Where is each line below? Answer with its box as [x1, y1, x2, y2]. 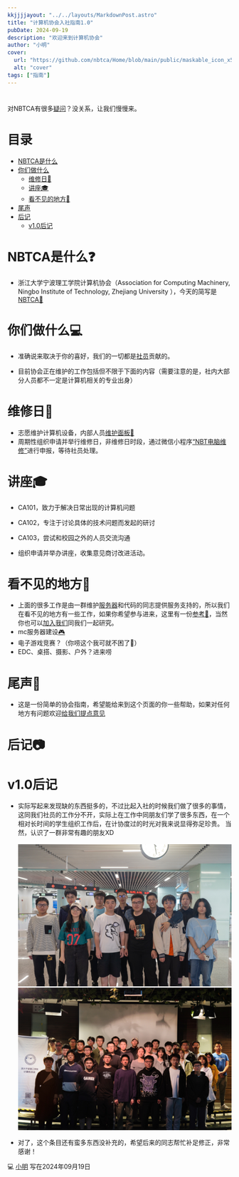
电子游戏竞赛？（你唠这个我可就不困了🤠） [17, 638, 141, 648]
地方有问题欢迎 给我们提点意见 [17, 709, 105, 717]
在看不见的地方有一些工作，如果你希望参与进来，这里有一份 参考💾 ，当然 [17, 610, 228, 618]
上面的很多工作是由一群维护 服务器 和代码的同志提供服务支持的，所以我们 [17, 601, 230, 609]
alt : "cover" [14, 64, 53, 71]
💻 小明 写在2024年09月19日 [7, 1162, 91, 1171]
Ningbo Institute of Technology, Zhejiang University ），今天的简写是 [17, 287, 217, 296]
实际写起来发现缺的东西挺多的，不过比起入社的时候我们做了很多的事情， [17, 802, 230, 810]
